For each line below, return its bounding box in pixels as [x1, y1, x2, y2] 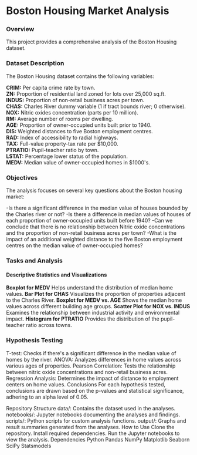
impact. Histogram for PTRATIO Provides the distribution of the [6, 315, 159, 322]
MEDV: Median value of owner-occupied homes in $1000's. [6, 159, 151, 166]
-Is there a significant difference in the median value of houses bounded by [6, 204, 188, 212]
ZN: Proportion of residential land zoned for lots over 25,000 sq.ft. [6, 90, 166, 97]
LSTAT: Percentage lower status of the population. [6, 153, 128, 160]
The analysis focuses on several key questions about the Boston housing [6, 187, 182, 194]
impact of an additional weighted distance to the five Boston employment [6, 236, 183, 243]
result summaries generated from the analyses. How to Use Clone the [6, 423, 175, 430]
